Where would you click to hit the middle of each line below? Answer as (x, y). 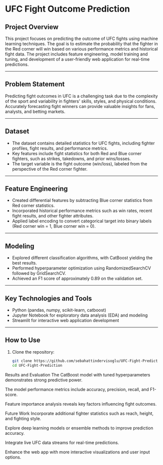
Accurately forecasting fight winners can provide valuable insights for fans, (80, 106)
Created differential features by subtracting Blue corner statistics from (82, 200)
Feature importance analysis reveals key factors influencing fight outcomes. (81, 404)
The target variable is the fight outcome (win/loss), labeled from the (80, 163)
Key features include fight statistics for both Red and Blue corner (77, 153)
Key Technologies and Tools (49, 298)
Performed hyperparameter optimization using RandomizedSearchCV (81, 268)
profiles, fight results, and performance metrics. (60, 148)
